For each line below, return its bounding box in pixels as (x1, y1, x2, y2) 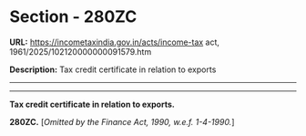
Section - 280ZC (9, 6, 138, 27)
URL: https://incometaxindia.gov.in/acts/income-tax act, (9, 37, 220, 47)
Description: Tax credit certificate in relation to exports (9, 64, 217, 75)
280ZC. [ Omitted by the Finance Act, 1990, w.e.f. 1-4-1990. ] (9, 116, 235, 127)
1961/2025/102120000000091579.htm (9, 46, 152, 57)
